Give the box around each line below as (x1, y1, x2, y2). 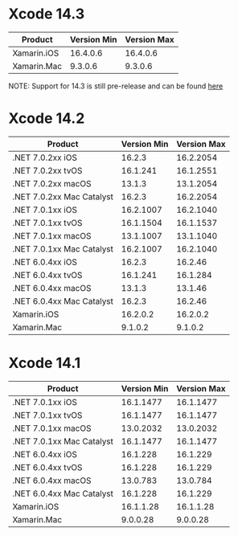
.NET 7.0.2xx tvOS (12, 165, 83, 176)
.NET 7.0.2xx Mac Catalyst (12, 190, 114, 202)
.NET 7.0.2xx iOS (12, 152, 78, 163)
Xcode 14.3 (8, 5, 85, 23)
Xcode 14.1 (8, 354, 81, 372)
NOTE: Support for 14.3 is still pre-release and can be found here (8, 81, 224, 91)
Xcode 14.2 (8, 109, 85, 128)
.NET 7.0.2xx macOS (12, 178, 92, 189)
